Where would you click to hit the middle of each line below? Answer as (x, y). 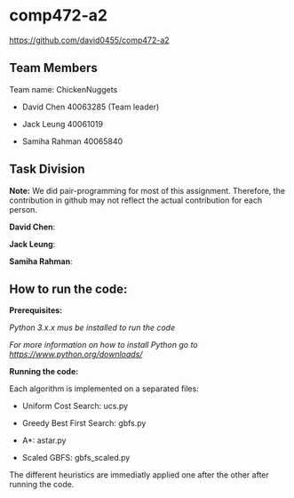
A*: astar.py (44, 440)
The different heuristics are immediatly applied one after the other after (139, 475)
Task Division (48, 169)
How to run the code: (68, 289)
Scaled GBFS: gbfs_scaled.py (76, 458)
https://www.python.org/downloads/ (76, 354)
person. (24, 209)
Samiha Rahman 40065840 (72, 141)
